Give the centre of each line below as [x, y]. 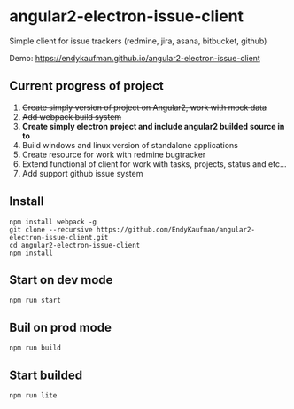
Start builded [46, 375]
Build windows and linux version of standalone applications [130, 145]
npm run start [35, 300]
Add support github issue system [82, 173]
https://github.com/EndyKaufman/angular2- [175, 229]
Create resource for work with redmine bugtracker [114, 154]
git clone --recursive [51, 229]
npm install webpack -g [53, 222]
